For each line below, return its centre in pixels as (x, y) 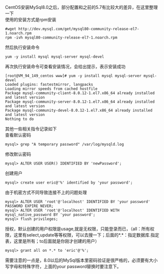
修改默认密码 (18, 154)
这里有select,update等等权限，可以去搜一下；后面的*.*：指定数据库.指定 (86, 235)
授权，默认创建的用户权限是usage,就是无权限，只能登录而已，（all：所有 (78, 229)
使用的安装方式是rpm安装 (31, 20)
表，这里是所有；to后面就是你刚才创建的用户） (52, 241)
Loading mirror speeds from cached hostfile (51, 89)
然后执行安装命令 (22, 47)
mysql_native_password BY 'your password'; (50, 215)
